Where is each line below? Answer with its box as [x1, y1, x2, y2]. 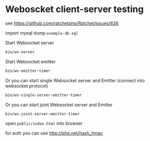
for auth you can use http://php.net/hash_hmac [5, 130, 103, 136]
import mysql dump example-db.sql [5, 30, 79, 36]
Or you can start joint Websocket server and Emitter [5, 102, 113, 108]
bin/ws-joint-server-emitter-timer [5, 111, 80, 116]
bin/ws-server [5, 49, 35, 54]
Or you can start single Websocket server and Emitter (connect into [5, 77, 145, 84]
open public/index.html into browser [5, 120, 83, 126]
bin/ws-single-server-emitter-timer [5, 92, 82, 98]
